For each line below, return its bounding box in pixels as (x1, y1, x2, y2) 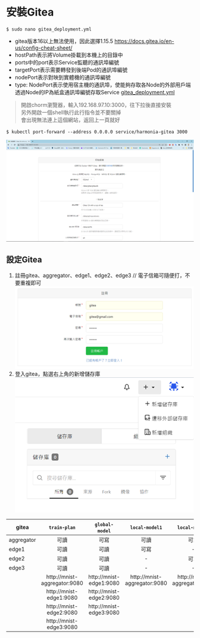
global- (95, 522, 114, 528)
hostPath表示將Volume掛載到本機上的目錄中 (14, 51, 123, 58)
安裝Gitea (6, 5, 54, 19)
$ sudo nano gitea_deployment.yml (6, 26, 92, 32)
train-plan (48, 525, 76, 531)
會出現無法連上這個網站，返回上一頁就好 (20, 116, 120, 123)
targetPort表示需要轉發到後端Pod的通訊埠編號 (14, 66, 128, 73)
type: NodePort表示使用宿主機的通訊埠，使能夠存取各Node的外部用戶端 (14, 81, 191, 88)
